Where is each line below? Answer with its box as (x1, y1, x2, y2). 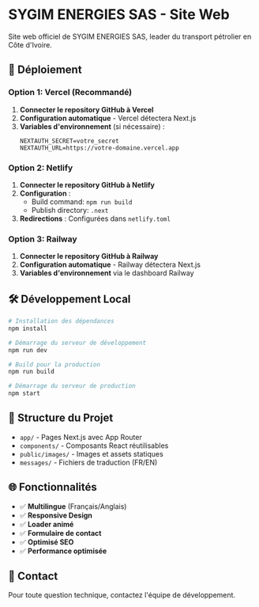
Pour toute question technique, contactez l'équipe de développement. (8, 590, 235, 600)
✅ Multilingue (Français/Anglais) (19, 501, 127, 511)
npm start (8, 389, 41, 397)
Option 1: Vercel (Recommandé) (8, 87, 133, 98)
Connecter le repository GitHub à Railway (19, 252, 159, 261)
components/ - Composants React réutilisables (19, 441, 169, 450)
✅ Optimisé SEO (19, 537, 74, 547)
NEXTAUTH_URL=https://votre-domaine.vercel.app (19, 144, 179, 152)
